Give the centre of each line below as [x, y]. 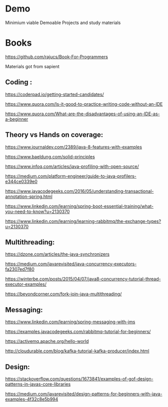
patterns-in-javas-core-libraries [38, 384]
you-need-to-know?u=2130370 [37, 212]
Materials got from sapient [32, 66]
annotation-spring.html [29, 196]
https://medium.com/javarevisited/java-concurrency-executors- [71, 264]
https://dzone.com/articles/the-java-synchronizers [57, 254]
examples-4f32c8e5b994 [32, 399]
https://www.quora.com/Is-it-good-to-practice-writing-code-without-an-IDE [84, 104]
